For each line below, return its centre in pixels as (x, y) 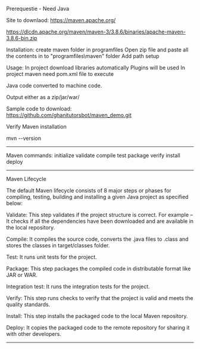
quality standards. (28, 304)
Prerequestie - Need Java (38, 9)
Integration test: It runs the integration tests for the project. (78, 287)
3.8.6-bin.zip (22, 38)
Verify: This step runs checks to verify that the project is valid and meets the (100, 298)
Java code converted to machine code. (54, 85)
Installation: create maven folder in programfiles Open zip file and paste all (97, 50)
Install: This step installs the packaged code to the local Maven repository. (97, 316)
